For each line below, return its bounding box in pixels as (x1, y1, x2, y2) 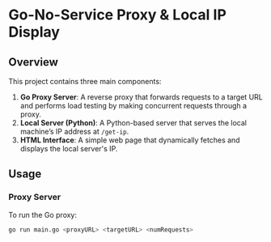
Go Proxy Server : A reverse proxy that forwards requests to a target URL (19, 92, 263, 102)
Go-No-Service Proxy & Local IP (8, 6, 227, 24)
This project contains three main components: (8, 77, 162, 86)
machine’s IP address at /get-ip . (19, 127, 129, 136)
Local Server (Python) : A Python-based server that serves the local (19, 118, 247, 127)
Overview (8, 55, 59, 69)
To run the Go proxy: (8, 210, 78, 219)
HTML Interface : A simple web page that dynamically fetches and (19, 135, 240, 145)
